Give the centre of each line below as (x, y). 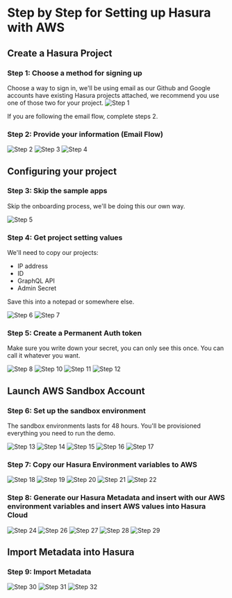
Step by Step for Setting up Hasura (109, 13)
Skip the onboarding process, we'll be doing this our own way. (96, 206)
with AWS (36, 27)
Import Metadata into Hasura (71, 553)
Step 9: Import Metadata (49, 572)
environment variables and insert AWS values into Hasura (107, 506)
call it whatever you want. (44, 356)
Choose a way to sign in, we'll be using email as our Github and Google (109, 88)
